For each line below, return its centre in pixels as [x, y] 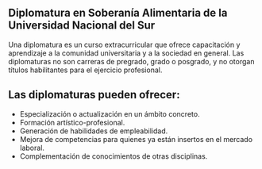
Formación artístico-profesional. [72, 122]
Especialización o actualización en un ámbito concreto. [110, 113]
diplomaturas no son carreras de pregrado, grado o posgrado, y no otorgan [131, 61]
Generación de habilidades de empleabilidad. [94, 131]
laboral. [32, 148]
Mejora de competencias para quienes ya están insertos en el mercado [136, 139]
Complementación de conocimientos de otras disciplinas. [114, 156]
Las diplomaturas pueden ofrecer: [94, 95]
